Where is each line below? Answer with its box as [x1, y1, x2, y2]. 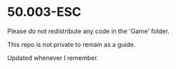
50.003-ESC [7, 4, 82, 20]
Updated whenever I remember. [7, 53, 99, 62]
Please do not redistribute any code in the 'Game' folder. [7, 27, 170, 35]
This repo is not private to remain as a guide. [7, 40, 136, 48]
